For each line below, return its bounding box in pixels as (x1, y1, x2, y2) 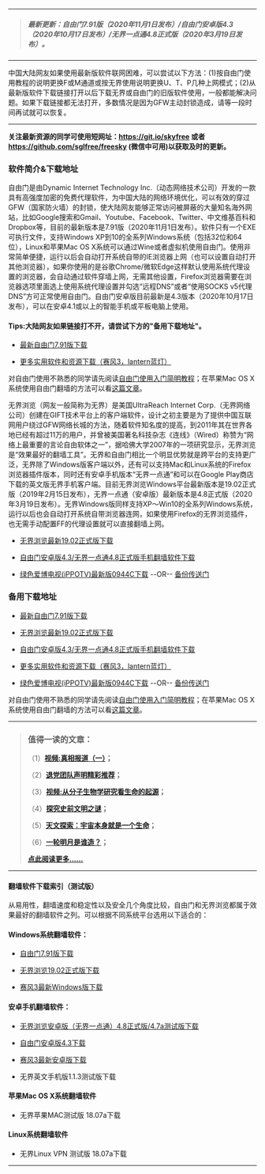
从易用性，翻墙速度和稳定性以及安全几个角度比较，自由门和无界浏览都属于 (8, 900, 250, 910)
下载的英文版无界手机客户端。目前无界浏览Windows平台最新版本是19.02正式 (8, 479, 256, 489)
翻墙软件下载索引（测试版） (8, 881, 99, 891)
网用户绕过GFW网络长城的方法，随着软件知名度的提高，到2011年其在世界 (8, 420, 246, 430)
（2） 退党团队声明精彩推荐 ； (27, 771, 122, 780)
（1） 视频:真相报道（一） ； (27, 753, 113, 763)
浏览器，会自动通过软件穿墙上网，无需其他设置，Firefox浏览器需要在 (21, 272, 245, 282)
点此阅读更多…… (27, 854, 84, 864)
